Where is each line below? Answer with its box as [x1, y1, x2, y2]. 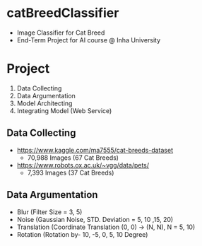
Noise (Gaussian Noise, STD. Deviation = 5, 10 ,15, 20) [16, 215, 174, 223]
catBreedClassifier [6, 5, 119, 21]
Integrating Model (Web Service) [16, 106, 112, 115]
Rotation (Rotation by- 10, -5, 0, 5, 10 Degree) [16, 230, 148, 238]
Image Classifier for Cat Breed [16, 28, 105, 37]
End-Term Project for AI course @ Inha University [16, 35, 161, 44]
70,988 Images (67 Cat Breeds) [27, 153, 119, 162]
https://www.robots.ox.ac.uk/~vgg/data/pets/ [16, 160, 150, 169]
